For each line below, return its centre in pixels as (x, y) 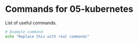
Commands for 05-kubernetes (69, 9)
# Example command (24, 32)
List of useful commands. (31, 23)
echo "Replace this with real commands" (47, 36)
